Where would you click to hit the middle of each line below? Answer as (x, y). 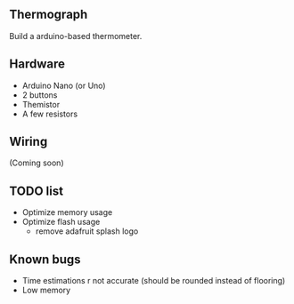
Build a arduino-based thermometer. (76, 36)
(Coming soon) (37, 163)
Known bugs (45, 259)
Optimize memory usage (67, 212)
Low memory (46, 290)
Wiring (29, 142)
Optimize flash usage (61, 222)
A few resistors (50, 114)
